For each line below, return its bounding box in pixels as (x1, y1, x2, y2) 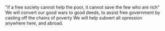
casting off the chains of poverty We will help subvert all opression (5, 15, 142, 20)
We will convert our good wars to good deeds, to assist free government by (5, 9, 161, 15)
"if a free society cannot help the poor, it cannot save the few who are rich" (5, 4, 160, 10)
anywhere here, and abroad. (5, 20, 63, 26)
